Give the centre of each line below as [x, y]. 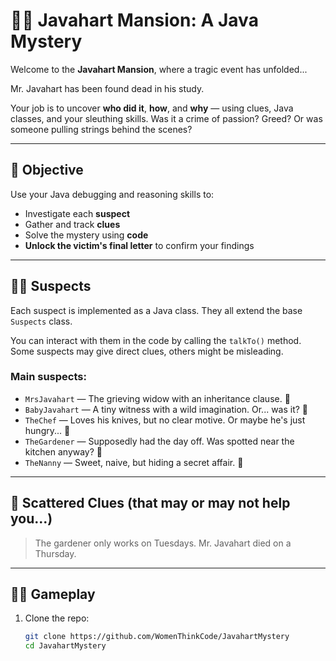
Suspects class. [41, 321]
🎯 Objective [47, 170]
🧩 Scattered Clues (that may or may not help [150, 503]
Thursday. [55, 553]
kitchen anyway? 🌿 [63, 451]
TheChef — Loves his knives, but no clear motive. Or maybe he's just [165, 420]
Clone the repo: [57, 618]
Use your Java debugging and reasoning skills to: [112, 194]
